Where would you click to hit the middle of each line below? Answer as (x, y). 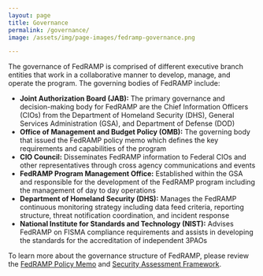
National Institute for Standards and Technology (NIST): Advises (126, 224)
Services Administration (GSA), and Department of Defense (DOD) (127, 123)
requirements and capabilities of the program (93, 149)
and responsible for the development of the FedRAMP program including (137, 182)
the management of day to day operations (87, 190)
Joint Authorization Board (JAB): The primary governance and (122, 98)
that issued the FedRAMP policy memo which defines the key (119, 140)
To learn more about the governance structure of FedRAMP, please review (129, 256)
